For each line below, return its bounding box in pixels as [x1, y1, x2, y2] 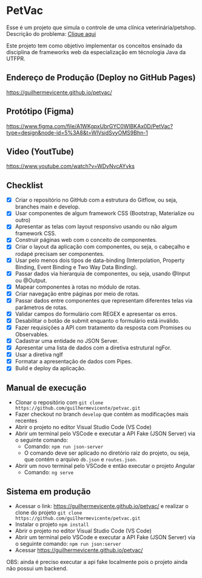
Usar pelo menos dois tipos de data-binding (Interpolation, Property [15, 256, 185, 264]
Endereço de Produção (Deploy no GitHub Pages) [6, 72, 196, 83]
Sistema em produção [6, 486, 91, 497]
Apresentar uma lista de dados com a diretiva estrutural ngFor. [15, 344, 172, 351]
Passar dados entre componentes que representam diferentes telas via [15, 297, 193, 304]
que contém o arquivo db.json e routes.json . [24, 456, 138, 463]
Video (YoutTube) [6, 146, 74, 157]
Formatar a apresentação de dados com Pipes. [15, 358, 132, 365]
